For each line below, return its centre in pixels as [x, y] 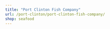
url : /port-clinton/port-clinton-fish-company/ [55, 14]
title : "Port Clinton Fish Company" [43, 10]
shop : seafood [20, 19]
